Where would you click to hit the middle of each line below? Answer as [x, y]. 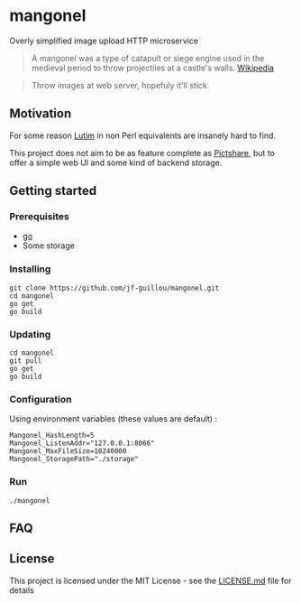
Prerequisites [39, 217]
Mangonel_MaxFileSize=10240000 [68, 451]
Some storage [48, 246]
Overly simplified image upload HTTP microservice [104, 41]
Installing [30, 269]
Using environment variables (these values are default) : [114, 419]
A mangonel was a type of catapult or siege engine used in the [148, 58]
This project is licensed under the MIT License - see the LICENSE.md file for [150, 580]
